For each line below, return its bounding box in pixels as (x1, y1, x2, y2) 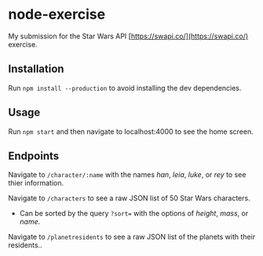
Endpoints (8, 149, 60, 162)
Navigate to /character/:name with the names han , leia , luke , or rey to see (8, 170, 247, 179)
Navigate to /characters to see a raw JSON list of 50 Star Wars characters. (8, 193, 250, 203)
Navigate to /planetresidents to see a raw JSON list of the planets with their (8, 233, 256, 242)
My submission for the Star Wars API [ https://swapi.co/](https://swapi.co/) (8, 31, 249, 41)
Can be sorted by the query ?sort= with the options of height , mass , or (19, 209, 249, 218)
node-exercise (8, 5, 106, 23)
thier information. (8, 178, 64, 188)
